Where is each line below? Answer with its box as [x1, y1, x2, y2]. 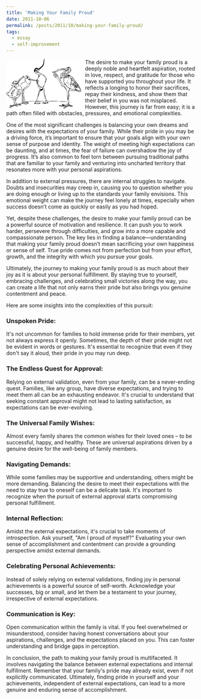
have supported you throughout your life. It [85, 78, 191, 85]
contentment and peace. [6, 290, 67, 297]
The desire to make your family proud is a [85, 59, 188, 65]
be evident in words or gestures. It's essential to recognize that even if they [6, 343, 193, 351]
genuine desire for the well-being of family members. [6, 445, 138, 452]
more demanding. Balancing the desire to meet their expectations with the [6, 480, 189, 488]
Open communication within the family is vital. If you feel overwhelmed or [6, 623, 188, 631]
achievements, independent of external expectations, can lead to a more [6, 680, 185, 687]
